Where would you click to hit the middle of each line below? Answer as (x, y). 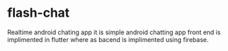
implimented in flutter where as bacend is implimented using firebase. (108, 39)
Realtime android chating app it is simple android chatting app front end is (114, 32)
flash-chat (39, 13)
